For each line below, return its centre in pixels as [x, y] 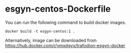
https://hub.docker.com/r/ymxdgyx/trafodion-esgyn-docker [65, 45]
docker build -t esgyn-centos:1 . [40, 31]
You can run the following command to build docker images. [65, 22]
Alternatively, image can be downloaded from [51, 40]
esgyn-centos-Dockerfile [58, 9]
